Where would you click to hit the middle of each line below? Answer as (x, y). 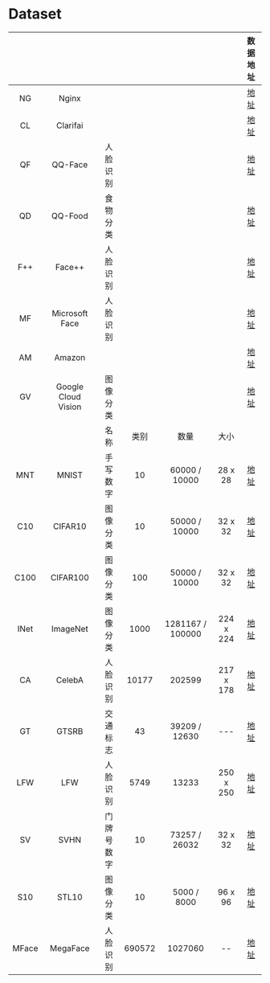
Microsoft (70, 313)
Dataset (35, 14)
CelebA (70, 680)
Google (70, 387)
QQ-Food (70, 215)
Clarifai (70, 125)
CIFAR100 (70, 577)
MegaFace (70, 948)
